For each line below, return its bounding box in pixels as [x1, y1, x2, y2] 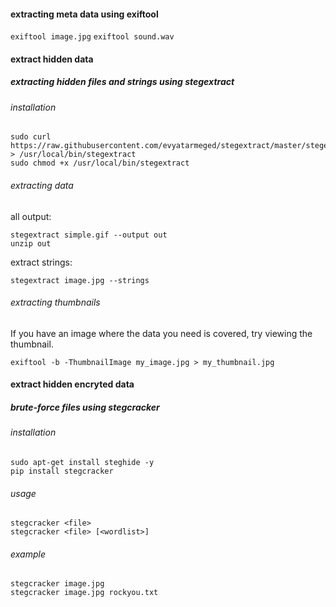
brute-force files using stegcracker [10, 401, 160, 413]
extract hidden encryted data [10, 378, 135, 390]
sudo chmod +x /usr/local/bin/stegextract [10, 158, 190, 169]
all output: [10, 210, 52, 222]
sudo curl [10, 132, 52, 142]
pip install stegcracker [10, 466, 114, 476]
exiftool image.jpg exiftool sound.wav [10, 32, 175, 42]
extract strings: [10, 256, 73, 268]
